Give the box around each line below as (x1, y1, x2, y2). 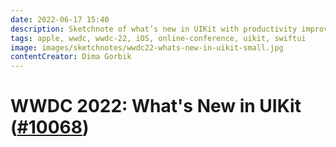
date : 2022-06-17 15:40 (10, 14, 110, 25)
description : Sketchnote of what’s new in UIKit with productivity (10, 24, 298, 34)
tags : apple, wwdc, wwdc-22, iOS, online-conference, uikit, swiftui (10, 33, 307, 43)
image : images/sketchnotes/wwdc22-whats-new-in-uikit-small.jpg (10, 42, 284, 53)
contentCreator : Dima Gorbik (10, 52, 132, 62)
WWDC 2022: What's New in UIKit (10, 95, 302, 118)
